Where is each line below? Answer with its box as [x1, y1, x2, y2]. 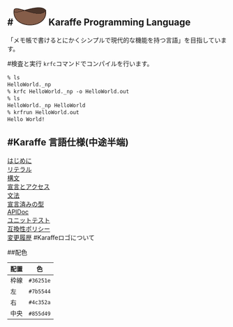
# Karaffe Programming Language [7, 17, 191, 29]
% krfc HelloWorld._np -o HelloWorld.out [7, 88, 130, 95]
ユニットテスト [7, 216, 50, 224]
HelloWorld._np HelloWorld [7, 102, 86, 109]
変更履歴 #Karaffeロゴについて [7, 233, 96, 241]
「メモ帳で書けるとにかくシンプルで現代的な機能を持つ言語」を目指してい [7, 35, 221, 44]
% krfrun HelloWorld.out [7, 109, 80, 115]
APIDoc [7, 207, 29, 216]
